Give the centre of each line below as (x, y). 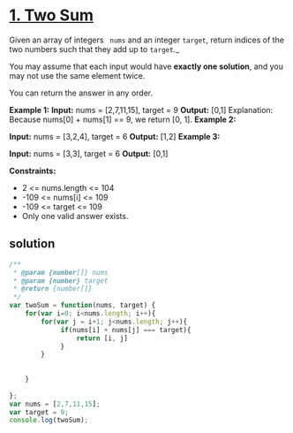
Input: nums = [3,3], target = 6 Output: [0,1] (89, 153)
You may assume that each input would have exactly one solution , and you (146, 66)
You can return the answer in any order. (81, 93)
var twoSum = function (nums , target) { (83, 306)
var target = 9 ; (39, 412)
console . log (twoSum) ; (49, 421)
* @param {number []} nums (60, 272)
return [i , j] (102, 338)
